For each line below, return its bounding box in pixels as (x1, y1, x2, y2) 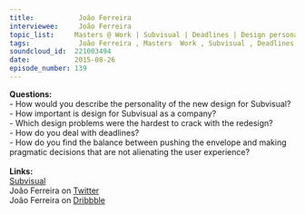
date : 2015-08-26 (9, 55, 116, 64)
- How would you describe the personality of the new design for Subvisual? (9, 98, 291, 109)
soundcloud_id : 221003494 (9, 47, 112, 56)
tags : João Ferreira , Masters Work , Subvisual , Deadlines (9, 38, 295, 48)
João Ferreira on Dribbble (9, 194, 106, 205)
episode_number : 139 (9, 64, 88, 73)
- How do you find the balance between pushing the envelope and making (9, 137, 287, 148)
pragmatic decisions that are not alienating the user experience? (9, 146, 251, 157)
